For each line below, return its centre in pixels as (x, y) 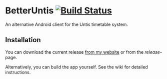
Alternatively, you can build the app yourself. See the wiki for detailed (77, 67)
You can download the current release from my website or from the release (82, 52)
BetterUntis (29, 11)
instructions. (18, 72)
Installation (23, 40)
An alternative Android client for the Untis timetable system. (67, 24)
